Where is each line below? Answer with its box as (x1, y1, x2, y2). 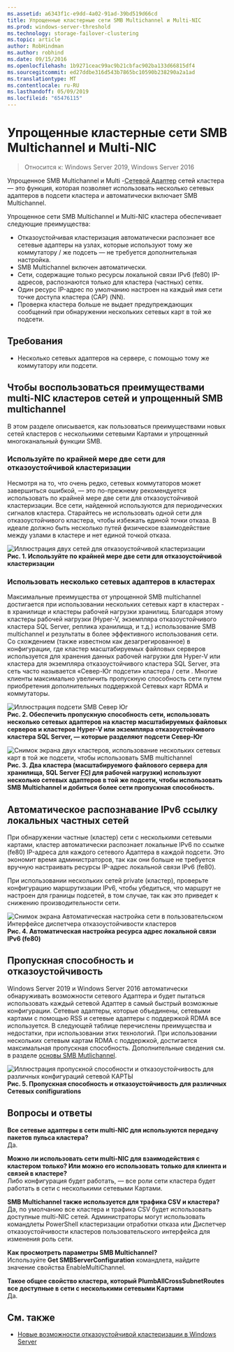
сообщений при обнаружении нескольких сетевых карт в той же (17, 307, 212, 315)
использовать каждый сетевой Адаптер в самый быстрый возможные (7, 999, 219, 1007)
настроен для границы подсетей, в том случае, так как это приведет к (7, 891, 219, 899)
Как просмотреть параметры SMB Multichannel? (7, 1248, 158, 1256)
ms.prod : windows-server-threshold (7, 23, 111, 30)
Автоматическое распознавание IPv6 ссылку (7, 804, 218, 816)
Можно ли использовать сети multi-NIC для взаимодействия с (7, 1154, 200, 1162)
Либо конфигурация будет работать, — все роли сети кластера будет (7, 1176, 216, 1185)
